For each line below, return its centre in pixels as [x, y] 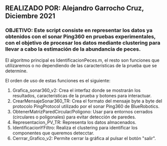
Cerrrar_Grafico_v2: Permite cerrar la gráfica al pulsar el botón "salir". [84, 138]
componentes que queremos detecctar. [53, 133]
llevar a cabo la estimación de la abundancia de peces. [73, 49]
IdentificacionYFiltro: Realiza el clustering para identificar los [75, 127]
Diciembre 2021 [30, 16]
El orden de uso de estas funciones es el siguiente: [58, 80]
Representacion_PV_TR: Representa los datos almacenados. [74, 122]
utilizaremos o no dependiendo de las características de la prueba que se [81, 65]
